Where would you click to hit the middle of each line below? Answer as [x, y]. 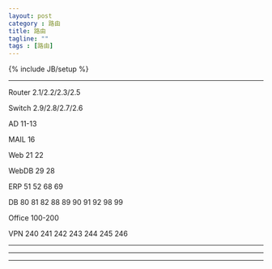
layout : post [30, 16]
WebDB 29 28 [32, 171]
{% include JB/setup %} [49, 69]
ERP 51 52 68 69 [36, 186]
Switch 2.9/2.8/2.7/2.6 [46, 108]
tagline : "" [28, 38]
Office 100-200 [34, 218]
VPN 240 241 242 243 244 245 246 [68, 234]
